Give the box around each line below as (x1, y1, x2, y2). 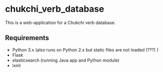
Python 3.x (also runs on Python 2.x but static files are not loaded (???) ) (12, 47, 159, 52)
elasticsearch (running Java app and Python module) (12, 57, 120, 63)
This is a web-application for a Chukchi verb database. (5, 20, 116, 25)
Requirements (5, 34, 49, 42)
